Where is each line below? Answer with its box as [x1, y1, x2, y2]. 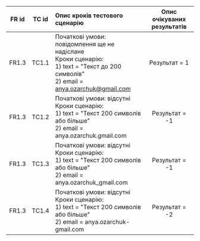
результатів [151, 23, 187, 30]
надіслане [55, 48, 85, 55]
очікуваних [152, 15, 186, 23]
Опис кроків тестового [55, 11, 123, 20]
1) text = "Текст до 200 [55, 62, 122, 70]
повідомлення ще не [55, 40, 115, 48]
